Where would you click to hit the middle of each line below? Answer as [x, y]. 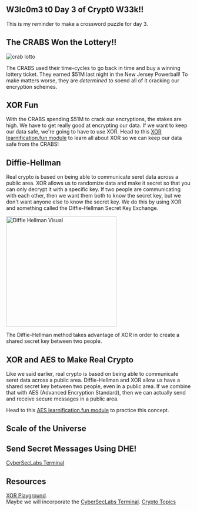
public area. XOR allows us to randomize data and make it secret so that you [98, 183]
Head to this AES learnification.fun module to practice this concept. [88, 410]
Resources [26, 481]
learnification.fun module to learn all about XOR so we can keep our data [94, 138]
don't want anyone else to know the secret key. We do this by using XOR [94, 202]
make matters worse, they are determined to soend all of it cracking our [93, 80]
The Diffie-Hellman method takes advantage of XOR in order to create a [93, 335]
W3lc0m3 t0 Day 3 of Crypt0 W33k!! [75, 10]
